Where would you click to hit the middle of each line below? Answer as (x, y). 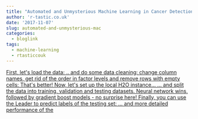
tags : (13, 45)
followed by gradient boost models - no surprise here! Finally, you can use (96, 97)
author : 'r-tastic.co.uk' (38, 17)
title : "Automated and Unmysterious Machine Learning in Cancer (87, 11)
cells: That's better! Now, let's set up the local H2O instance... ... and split (95, 85)
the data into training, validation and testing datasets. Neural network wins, (97, 91)
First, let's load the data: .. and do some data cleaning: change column (91, 72)
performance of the (30, 110)
